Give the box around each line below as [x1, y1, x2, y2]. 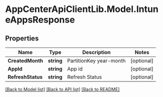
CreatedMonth [7, 57, 43, 64]
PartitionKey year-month [67, 57, 126, 64]
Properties [5, 34, 39, 42]
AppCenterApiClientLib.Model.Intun [5, 3, 158, 15]
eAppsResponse [5, 14, 75, 25]
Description [82, 49, 111, 55]
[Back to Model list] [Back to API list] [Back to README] [5, 86, 120, 92]
